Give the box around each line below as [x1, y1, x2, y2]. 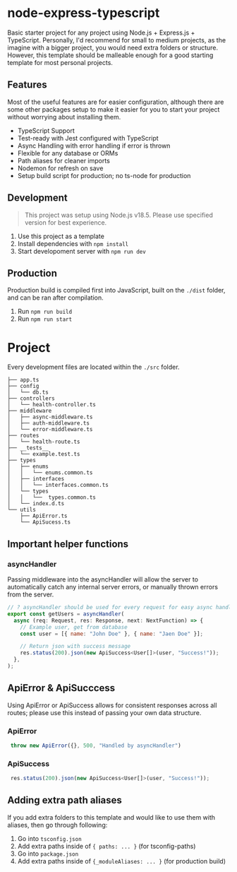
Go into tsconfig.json [17, 834, 83, 842]
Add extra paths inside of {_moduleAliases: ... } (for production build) [17, 856, 226, 865]
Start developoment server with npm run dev [17, 247, 146, 255]
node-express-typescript [7, 5, 160, 21]
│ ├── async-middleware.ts [7, 413, 93, 421]
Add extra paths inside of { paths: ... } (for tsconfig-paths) [17, 842, 196, 850]
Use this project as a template [17, 232, 104, 240]
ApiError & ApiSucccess [7, 682, 116, 694]
